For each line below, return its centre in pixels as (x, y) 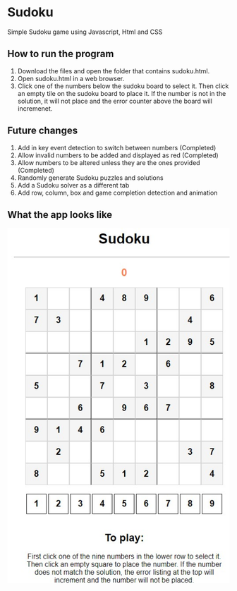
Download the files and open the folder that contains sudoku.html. (114, 71)
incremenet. (35, 108)
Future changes (43, 131)
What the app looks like (60, 215)
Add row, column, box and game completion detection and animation (117, 193)
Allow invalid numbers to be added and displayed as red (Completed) (118, 155)
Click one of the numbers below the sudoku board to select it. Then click (123, 86)
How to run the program (61, 54)
